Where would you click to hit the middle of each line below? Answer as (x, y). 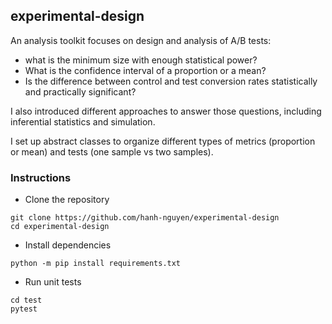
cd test (26, 300)
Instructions (41, 177)
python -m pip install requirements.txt (96, 264)
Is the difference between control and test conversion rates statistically (171, 81)
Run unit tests (53, 282)
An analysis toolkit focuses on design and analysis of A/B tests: (141, 40)
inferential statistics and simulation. (83, 121)
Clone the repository (67, 200)
